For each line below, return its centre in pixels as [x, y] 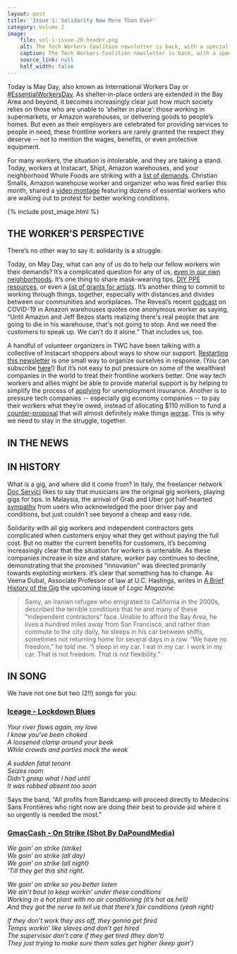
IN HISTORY [34, 467]
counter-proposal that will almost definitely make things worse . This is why [116, 413]
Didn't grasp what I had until [49, 778]
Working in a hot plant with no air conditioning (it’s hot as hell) [98, 900]
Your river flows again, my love [52, 727]
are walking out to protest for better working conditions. [89, 198]
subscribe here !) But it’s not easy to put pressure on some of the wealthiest [116, 368]
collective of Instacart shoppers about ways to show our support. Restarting [118, 353]
